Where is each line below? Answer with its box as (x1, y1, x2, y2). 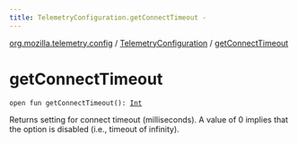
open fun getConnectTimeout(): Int (9, 98, 143, 107)
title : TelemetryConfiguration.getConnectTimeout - (9, 13, 206, 22)
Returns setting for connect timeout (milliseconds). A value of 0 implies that (9, 114, 289, 125)
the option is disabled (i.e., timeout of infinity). (9, 123, 180, 134)
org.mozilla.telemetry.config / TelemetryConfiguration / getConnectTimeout (9, 38, 289, 48)
